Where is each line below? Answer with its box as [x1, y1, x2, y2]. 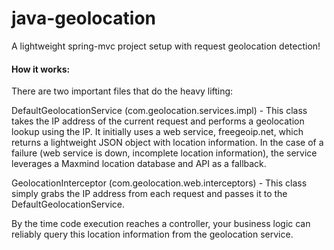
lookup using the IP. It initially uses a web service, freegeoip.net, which [11, 126, 304, 138]
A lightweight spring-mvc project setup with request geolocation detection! [11, 40, 321, 52]
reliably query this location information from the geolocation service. [11, 228, 294, 241]
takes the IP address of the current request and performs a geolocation [11, 115, 305, 127]
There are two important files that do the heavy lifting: [11, 85, 234, 97]
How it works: [11, 63, 71, 75]
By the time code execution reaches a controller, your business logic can [11, 218, 311, 230]
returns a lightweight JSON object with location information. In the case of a [11, 137, 324, 149]
